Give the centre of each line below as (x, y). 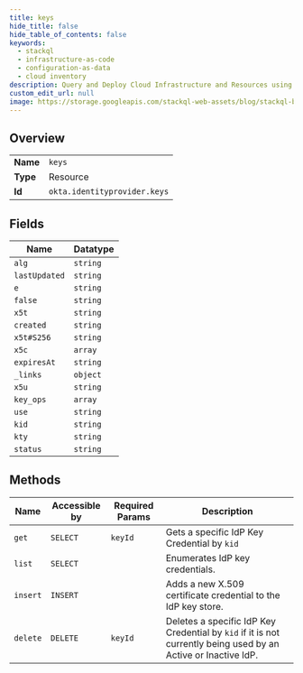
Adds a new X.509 (205, 584)
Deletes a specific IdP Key (221, 621)
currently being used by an (222, 643)
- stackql (36, 51)
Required (134, 505)
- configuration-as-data (64, 69)
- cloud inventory (52, 77)
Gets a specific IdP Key (215, 531)
